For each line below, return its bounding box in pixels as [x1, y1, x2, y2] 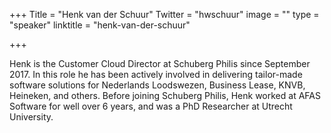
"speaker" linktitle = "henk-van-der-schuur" [9, 19, 191, 31]
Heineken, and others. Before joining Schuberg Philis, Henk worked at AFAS [9, 90, 321, 101]
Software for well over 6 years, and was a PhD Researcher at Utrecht [9, 100, 293, 112]
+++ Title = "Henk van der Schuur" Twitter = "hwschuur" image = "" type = [9, 9, 320, 20]
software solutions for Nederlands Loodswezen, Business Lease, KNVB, [9, 79, 306, 91]
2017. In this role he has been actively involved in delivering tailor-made [9, 69, 303, 80]
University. [9, 111, 54, 123]
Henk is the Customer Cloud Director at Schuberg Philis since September [9, 58, 311, 69]
